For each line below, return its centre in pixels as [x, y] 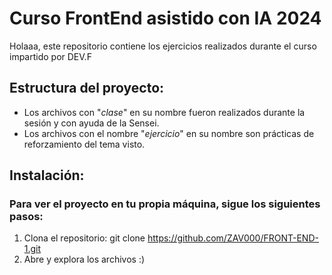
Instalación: [47, 175]
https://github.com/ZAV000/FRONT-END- [233, 238]
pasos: [26, 217]
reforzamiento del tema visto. [84, 144]
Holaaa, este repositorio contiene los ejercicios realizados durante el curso [163, 46]
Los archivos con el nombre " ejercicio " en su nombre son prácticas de [169, 133]
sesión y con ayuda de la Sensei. [91, 123]
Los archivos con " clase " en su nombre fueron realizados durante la [164, 112]
